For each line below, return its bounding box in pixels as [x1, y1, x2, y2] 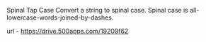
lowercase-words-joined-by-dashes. [6, 13, 114, 22]
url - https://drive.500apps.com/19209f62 [6, 27, 129, 35]
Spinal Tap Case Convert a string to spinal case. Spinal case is [6, 6, 188, 14]
